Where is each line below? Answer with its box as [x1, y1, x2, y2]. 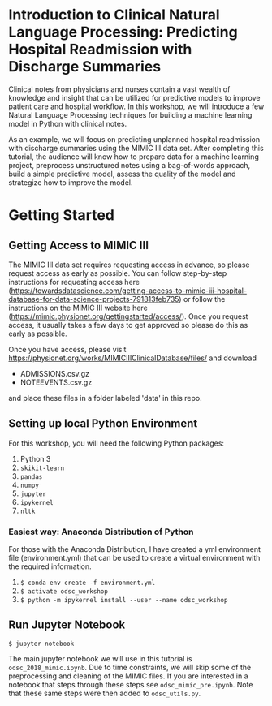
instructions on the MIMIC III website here [8, 303, 148, 312]
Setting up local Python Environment [8, 416, 198, 431]
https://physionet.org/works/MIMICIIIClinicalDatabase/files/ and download [8, 353, 257, 363]
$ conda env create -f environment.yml [19, 579, 156, 588]
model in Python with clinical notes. [8, 118, 127, 128]
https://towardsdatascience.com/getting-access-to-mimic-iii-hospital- [11, 286, 248, 295]
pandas [19, 472, 43, 480]
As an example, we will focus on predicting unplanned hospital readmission [8, 134, 261, 144]
